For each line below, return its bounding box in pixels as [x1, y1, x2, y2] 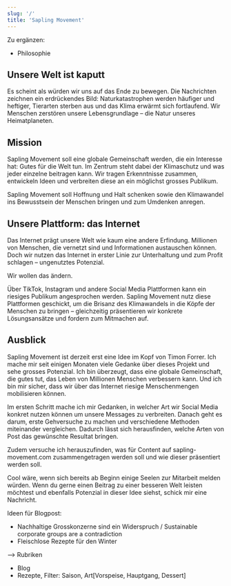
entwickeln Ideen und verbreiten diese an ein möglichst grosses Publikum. [7, 177, 219, 185]
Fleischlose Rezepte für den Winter [17, 537, 117, 545]
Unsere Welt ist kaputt [7, 68, 106, 80]
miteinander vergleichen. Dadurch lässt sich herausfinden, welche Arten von [7, 424, 225, 433]
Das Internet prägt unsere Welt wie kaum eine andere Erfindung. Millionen [7, 236, 217, 244]
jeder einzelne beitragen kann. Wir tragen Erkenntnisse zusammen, [7, 170, 199, 178]
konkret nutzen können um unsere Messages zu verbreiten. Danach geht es [7, 410, 223, 418]
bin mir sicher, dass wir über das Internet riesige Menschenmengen [7, 381, 199, 390]
